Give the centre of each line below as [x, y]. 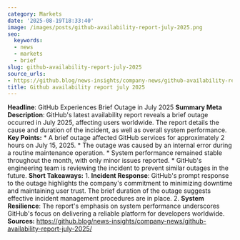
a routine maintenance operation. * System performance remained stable [115, 153]
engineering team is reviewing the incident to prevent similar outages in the [118, 168]
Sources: [21, 221]
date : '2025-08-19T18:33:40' [51, 21]
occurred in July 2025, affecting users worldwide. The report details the [113, 123]
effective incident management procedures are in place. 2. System [106, 199]
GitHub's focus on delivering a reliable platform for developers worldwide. [116, 214]
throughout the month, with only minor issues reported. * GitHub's [105, 161]
